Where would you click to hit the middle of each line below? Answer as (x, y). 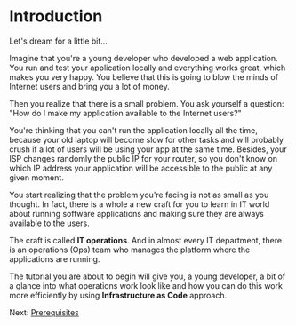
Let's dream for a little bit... (59, 41)
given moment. (36, 177)
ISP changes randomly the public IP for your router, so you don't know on (144, 158)
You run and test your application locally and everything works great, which (148, 68)
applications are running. (55, 258)
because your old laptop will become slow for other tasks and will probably (147, 139)
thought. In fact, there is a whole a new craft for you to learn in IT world (140, 204)
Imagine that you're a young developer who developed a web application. (144, 58)
